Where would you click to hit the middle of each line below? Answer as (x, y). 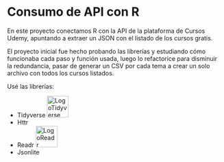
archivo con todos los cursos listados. (61, 73)
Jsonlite (28, 152)
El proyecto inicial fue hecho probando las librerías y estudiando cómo (107, 51)
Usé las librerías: (31, 86)
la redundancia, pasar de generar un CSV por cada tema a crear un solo (109, 66)
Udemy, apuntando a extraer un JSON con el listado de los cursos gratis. (110, 38)
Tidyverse (31, 115)
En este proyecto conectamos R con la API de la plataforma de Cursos (106, 31)
